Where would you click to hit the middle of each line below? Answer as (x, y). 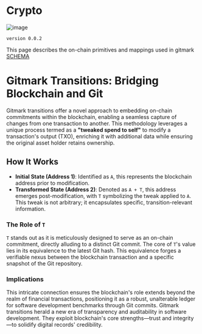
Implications (25, 279)
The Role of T (26, 224)
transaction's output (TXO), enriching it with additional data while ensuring (99, 136)
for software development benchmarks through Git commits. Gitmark (93, 305)
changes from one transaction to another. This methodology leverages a (97, 123)
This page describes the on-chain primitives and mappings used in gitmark (100, 50)
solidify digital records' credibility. (60, 325)
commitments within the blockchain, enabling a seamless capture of (92, 117)
